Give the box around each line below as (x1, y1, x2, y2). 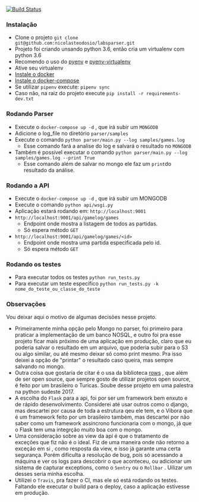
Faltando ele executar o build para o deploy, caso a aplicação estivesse (14, 483, 190, 490)
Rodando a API (6, 181, 49, 190)
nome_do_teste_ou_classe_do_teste (14, 286, 100, 293)
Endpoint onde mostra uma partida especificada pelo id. (23, 239, 162, 246)
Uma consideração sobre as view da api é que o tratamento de (14, 432, 169, 440)
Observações (6, 300, 46, 309)
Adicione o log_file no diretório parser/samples (14, 130, 129, 137)
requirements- (146, 91, 181, 97)
